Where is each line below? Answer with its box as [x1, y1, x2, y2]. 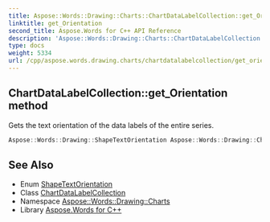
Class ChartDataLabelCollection [19, 188, 126, 198]
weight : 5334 [8, 49, 52, 57]
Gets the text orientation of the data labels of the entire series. [8, 120, 215, 129]
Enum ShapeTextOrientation [19, 179, 113, 189]
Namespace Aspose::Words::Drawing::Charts [19, 196, 170, 206]
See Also [8, 158, 54, 171]
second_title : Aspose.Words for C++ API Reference [8, 27, 182, 35]
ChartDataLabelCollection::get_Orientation [8, 86, 228, 101]
